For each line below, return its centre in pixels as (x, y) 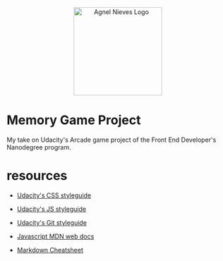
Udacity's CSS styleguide (54, 195)
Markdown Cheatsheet (50, 250)
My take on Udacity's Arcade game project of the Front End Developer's (111, 140)
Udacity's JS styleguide (51, 209)
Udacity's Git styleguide (52, 222)
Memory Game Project (74, 120)
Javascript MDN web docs (55, 236)
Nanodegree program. (39, 147)
